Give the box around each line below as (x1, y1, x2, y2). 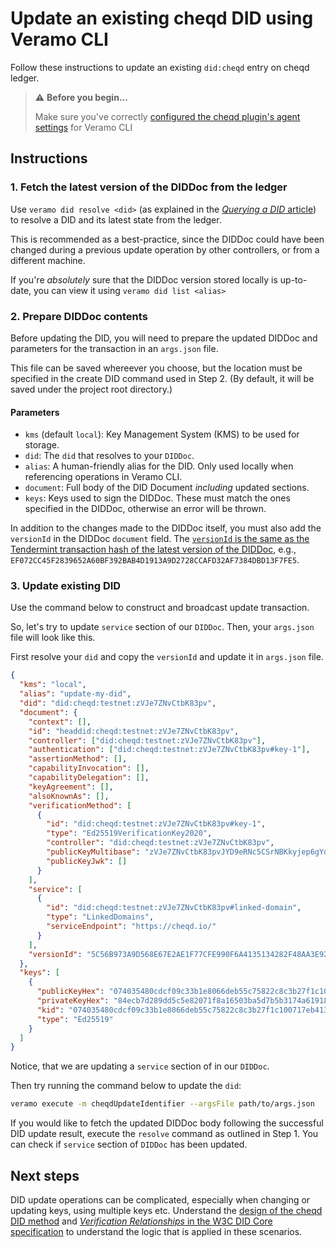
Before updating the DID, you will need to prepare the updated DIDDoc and (10, 332, 318, 344)
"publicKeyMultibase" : (46, 847, 141, 857)
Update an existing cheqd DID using (10, 7, 314, 30)
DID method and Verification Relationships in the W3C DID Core (10, 1215, 273, 1227)
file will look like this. (10, 632, 96, 644)
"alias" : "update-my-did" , (19, 689, 132, 699)
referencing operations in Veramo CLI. (24, 471, 183, 483)
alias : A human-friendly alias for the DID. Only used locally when (24, 460, 294, 472)
